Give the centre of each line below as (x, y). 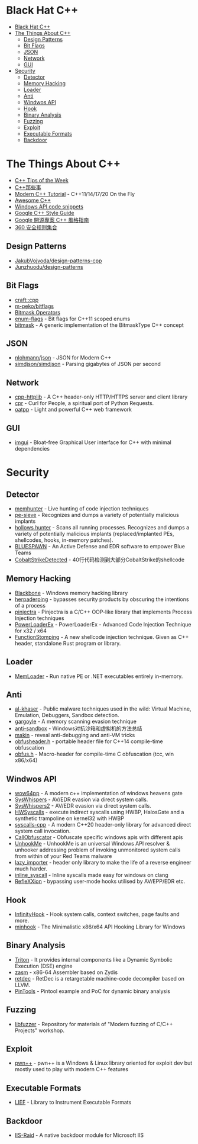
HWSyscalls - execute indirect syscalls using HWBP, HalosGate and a (99, 812)
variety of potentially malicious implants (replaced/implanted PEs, (94, 534)
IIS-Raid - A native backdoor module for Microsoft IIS (79, 1135)
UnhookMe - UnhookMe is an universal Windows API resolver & (92, 844)
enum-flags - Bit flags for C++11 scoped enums (72, 319)
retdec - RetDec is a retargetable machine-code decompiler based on (99, 978)
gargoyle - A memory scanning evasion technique (76, 722)
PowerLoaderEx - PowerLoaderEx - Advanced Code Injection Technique (103, 624)
